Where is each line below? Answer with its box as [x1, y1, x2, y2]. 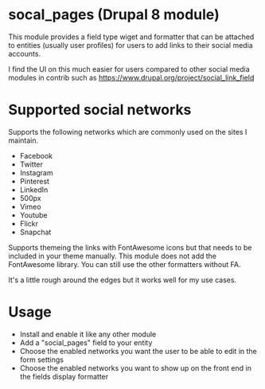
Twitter [19, 159, 44, 169]
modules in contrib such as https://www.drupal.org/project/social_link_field [8, 73, 255, 82]
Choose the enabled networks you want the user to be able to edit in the [19, 346, 257, 356]
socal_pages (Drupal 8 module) [8, 6, 220, 24]
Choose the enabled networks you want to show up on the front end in [19, 363, 252, 372]
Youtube [19, 210, 48, 220]
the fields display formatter [19, 371, 109, 381]
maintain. [8, 136, 38, 145]
